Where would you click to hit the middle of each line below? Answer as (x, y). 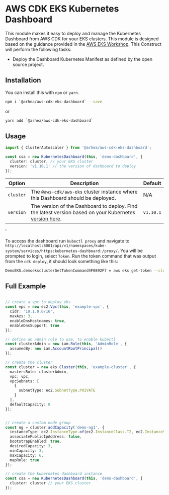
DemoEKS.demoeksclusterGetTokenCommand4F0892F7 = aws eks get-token (78, 270)
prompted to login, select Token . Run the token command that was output (81, 256)
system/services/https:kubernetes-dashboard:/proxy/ (62, 251)
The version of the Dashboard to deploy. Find (84, 206)
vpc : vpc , (20, 376)
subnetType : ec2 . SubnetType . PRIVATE (57, 390)
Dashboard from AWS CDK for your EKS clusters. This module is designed (82, 39)
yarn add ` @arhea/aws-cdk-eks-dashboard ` (49, 120)
